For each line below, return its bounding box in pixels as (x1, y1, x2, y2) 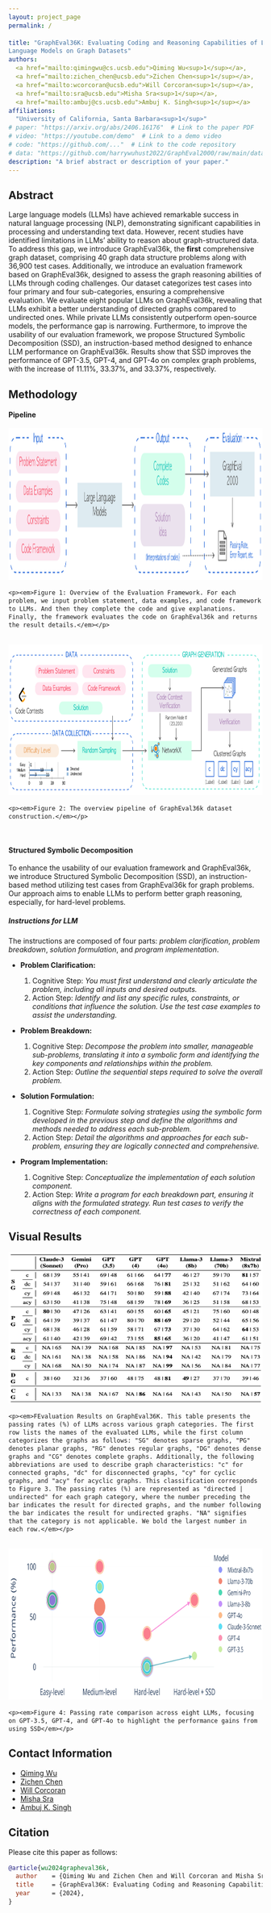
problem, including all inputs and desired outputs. (31, 985, 198, 994)
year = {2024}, (15, 1890, 85, 1898)
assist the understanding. (31, 1011, 118, 1020)
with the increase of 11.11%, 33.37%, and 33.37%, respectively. (8, 364, 217, 374)
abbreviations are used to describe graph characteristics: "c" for (8, 1461, 244, 1469)
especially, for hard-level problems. (8, 898, 127, 907)
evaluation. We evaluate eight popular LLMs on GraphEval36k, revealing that (8, 295, 262, 306)
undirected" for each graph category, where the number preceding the (8, 1493, 251, 1501)
